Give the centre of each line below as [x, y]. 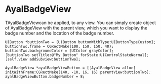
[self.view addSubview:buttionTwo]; [43, 59]
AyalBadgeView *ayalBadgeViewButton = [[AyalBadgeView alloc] [70, 68]
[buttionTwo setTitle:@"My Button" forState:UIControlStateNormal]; [77, 55]
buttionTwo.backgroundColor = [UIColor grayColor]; [59, 51]
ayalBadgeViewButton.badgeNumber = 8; [45, 76]
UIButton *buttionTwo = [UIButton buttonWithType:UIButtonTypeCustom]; [80, 42]
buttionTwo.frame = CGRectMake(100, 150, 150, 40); [59, 46]
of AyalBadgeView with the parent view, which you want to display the [76, 28]
